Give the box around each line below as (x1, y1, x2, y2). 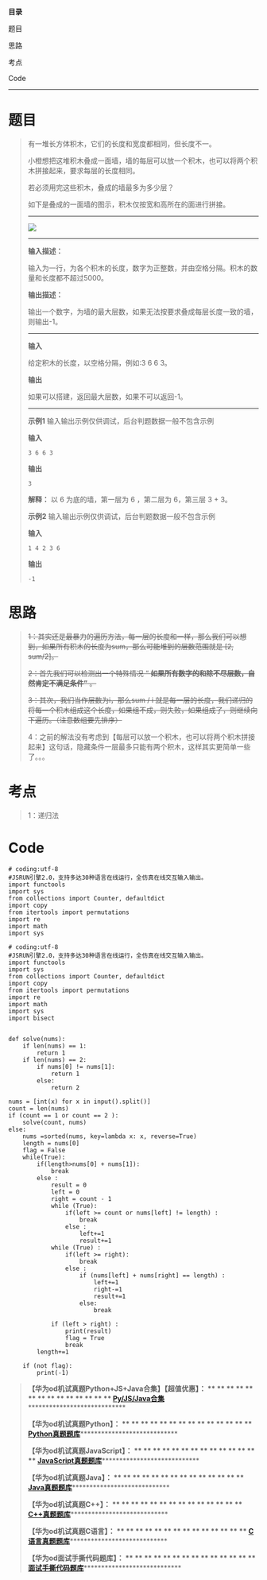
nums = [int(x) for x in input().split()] (8, 1098, 151, 1106)
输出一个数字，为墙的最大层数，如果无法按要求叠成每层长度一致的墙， (27, 307, 258, 316)
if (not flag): (22, 1361, 73, 1369)
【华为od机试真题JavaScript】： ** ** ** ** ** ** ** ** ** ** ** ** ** (27, 1446, 256, 1455)
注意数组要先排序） (59, 714, 122, 725)
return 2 (50, 1083, 80, 1091)
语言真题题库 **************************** (27, 1536, 168, 1546)
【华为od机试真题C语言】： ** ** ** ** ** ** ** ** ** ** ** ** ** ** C (27, 1526, 254, 1535)
